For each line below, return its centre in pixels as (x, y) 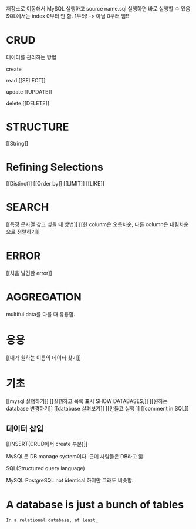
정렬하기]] (28, 232)
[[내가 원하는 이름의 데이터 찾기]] (43, 358)
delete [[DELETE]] (28, 103)
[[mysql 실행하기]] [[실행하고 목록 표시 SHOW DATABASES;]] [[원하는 (87, 401)
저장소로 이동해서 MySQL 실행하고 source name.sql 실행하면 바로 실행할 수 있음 (98, 9)
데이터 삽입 (25, 429)
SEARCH (28, 207)
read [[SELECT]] (26, 80)
